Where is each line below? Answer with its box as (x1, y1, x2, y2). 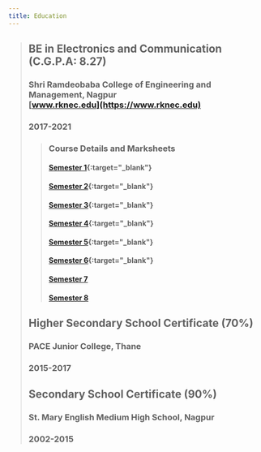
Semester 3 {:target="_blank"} (48, 200, 154, 209)
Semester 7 (48, 273, 88, 284)
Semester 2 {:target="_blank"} (48, 181, 154, 191)
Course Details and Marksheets (48, 143, 176, 154)
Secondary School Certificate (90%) (28, 387, 217, 402)
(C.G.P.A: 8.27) (28, 54, 107, 69)
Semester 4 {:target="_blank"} (48, 218, 154, 228)
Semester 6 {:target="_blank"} (48, 256, 154, 265)
